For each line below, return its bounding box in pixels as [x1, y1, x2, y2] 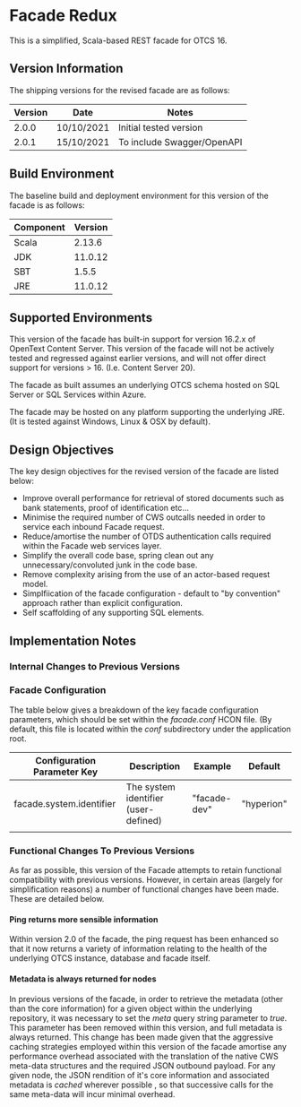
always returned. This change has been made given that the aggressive [9, 1032, 273, 1042]
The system [125, 781, 176, 793]
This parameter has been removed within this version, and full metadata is [9, 1022, 283, 1033]
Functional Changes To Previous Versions [9, 844, 195, 857]
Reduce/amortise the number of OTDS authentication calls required [21, 531, 271, 542]
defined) [125, 814, 163, 826]
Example [193, 759, 231, 772]
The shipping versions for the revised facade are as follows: [9, 84, 230, 95]
